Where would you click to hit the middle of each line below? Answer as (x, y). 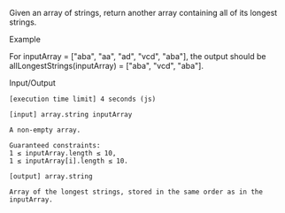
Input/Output (32, 83)
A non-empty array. (45, 130)
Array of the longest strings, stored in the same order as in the (136, 192)
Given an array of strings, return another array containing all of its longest (143, 13)
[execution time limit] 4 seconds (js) (83, 99)
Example (25, 39)
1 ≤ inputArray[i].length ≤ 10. (69, 161)
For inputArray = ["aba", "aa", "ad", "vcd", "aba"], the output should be (138, 56)
